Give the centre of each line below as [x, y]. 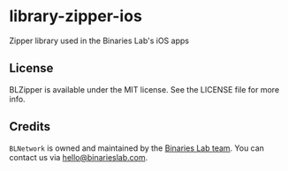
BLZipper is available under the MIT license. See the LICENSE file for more [144, 89]
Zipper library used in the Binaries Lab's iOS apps [99, 41]
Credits [30, 126]
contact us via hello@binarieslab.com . [79, 157]
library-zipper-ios [76, 16]
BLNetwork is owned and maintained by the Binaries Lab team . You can [137, 148]
